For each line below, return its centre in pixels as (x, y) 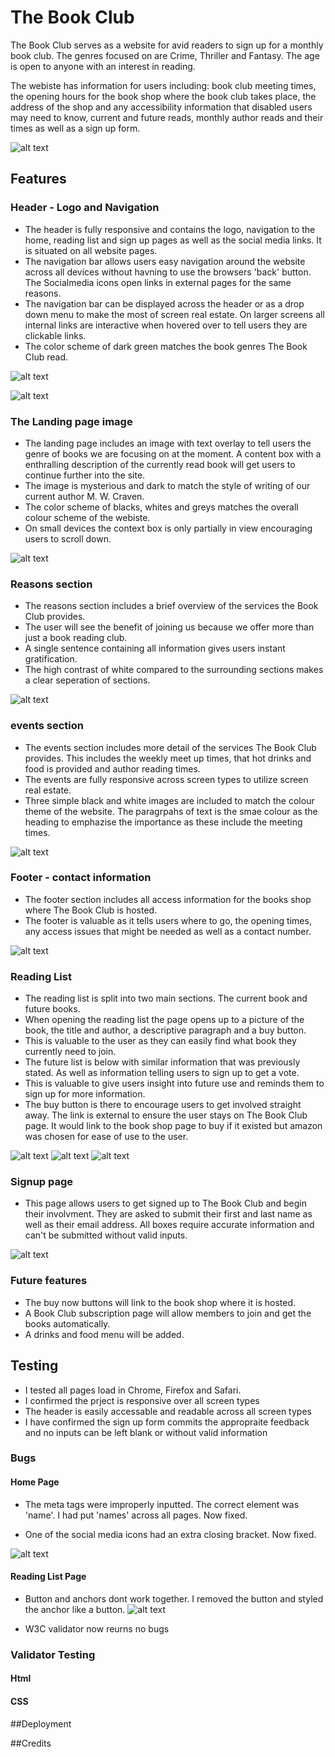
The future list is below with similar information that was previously (162, 1062)
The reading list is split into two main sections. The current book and (166, 998)
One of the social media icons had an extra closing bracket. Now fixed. (170, 1534)
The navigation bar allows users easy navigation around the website (165, 261)
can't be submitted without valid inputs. (106, 1235)
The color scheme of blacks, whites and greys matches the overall (161, 507)
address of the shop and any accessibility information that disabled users (161, 107)
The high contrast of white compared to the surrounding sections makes (174, 670)
